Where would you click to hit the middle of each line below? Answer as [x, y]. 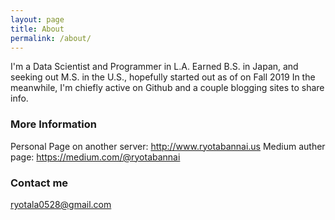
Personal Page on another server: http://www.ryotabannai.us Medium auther [168, 146]
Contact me [39, 183]
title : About [37, 29]
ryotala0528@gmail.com [61, 204]
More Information [53, 124]
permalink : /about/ [51, 38]
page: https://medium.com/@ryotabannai [95, 157]
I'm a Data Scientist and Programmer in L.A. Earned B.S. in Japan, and [154, 67]
